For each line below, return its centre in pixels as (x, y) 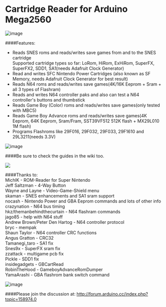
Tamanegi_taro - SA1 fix (29, 243)
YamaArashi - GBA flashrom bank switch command (57, 275)
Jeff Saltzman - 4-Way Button (35, 185)
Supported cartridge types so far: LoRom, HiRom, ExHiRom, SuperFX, (83, 63)
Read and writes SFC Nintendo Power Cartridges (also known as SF (81, 73)
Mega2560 (28, 20)
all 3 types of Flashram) (36, 89)
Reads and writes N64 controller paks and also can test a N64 (76, 95)
